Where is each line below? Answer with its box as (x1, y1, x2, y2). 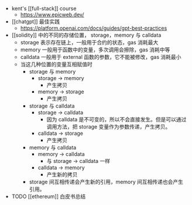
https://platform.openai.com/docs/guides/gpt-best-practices (20, 25, 167, 32)
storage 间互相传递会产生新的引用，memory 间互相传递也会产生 (29, 178, 183, 185)
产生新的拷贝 (46, 171, 78, 178)
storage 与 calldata (29, 102, 75, 109)
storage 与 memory (29, 68, 76, 75)
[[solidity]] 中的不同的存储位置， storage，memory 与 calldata (11, 32, 162, 39)
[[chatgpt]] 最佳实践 (11, 18, 60, 25)
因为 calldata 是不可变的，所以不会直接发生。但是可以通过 (46, 116, 187, 123)
